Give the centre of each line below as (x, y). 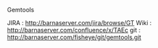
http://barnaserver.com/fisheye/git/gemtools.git (74, 37)
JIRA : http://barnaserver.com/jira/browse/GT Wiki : (79, 23)
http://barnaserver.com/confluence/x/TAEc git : (74, 30)
